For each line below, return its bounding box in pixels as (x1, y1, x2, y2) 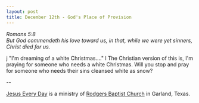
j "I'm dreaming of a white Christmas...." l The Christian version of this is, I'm (6, 54, 194, 62)
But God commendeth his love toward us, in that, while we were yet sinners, (6, 37, 192, 44)
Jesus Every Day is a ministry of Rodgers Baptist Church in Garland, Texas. (6, 90, 191, 97)
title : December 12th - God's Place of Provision (6, 14, 132, 20)
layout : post (6, 8, 39, 15)
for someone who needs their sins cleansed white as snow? (6, 67, 153, 74)
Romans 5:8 (6, 30, 36, 37)
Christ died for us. (6, 43, 51, 50)
